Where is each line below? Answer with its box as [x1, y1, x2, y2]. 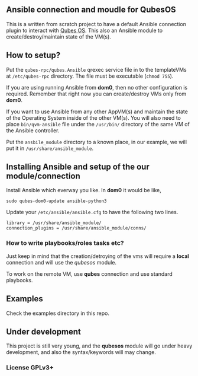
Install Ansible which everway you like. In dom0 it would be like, [6, 187, 161, 194]
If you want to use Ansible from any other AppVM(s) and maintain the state [6, 108, 188, 115]
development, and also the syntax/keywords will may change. [6, 349, 157, 356]
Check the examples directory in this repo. [6, 310, 109, 317]
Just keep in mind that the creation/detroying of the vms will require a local [6, 252, 189, 260]
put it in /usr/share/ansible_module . [6, 145, 93, 152]
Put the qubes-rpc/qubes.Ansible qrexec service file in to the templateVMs [6, 66, 187, 73]
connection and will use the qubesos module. [6, 259, 117, 266]
